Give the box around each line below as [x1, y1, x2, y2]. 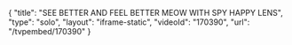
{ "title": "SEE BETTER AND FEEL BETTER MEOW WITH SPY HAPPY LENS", [8, 8, 283, 18]
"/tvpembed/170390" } [8, 26, 91, 36]
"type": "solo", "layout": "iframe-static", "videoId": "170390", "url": [8, 17, 250, 27]
